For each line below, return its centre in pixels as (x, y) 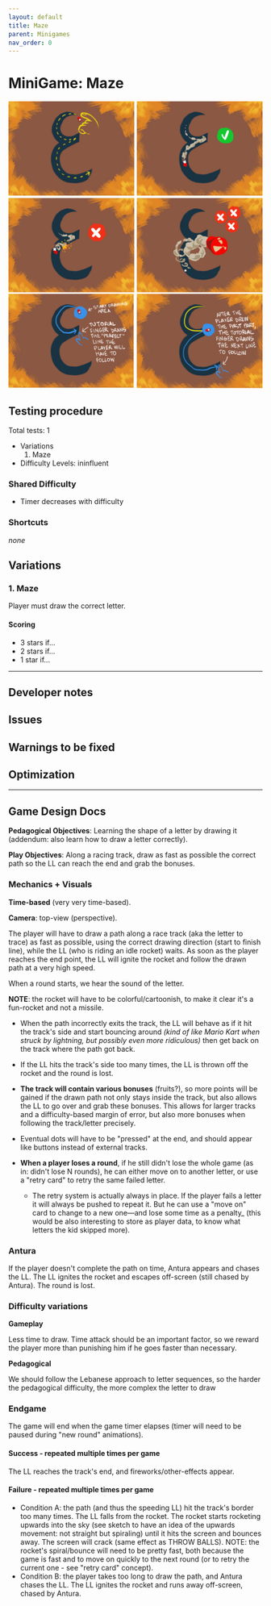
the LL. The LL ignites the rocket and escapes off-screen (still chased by (129, 1276)
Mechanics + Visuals (50, 885)
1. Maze (23, 588)
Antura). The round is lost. (52, 1285)
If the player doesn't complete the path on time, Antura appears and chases (134, 1268)
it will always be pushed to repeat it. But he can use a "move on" (139, 1204)
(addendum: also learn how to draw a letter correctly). (98, 840)
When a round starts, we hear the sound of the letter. (96, 983)
